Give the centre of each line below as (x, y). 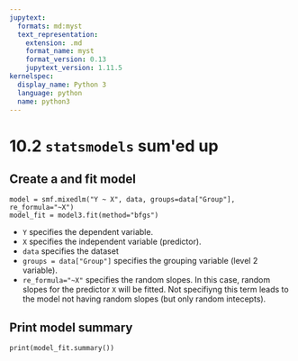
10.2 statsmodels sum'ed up (114, 146)
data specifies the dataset (70, 251)
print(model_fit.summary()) (62, 348)
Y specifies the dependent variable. (88, 232)
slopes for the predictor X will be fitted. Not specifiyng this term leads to (156, 290)
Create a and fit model (73, 179)
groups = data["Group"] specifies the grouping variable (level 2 (140, 261)
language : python (50, 93)
